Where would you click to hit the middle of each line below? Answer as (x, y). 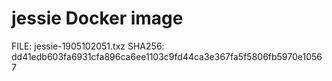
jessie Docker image (97, 18)
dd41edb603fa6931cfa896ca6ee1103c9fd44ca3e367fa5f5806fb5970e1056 (167, 56)
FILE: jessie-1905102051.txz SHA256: (88, 46)
